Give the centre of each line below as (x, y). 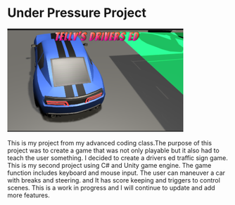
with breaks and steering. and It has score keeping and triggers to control (114, 180)
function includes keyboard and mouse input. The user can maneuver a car (116, 173)
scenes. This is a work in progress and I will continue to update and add (112, 187)
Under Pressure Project (77, 13)
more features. (29, 195)
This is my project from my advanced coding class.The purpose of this (110, 143)
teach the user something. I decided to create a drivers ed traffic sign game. (118, 158)
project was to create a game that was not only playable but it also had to (113, 150)
